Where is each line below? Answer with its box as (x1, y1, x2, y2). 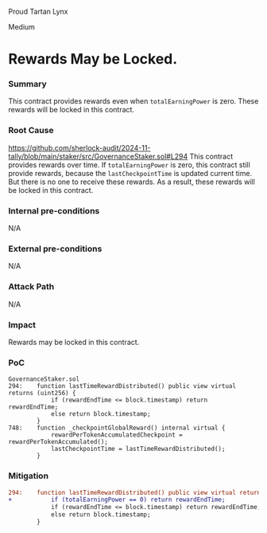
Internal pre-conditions (8, 205, 100, 216)
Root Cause (8, 125, 54, 136)
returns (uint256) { (8, 390, 77, 398)
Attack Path (8, 281, 55, 292)
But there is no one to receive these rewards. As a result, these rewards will (8, 177, 256, 186)
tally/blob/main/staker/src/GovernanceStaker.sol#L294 (8, 151, 188, 161)
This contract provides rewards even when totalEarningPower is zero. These (8, 96, 259, 106)
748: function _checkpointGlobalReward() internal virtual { (8, 424, 226, 433)
